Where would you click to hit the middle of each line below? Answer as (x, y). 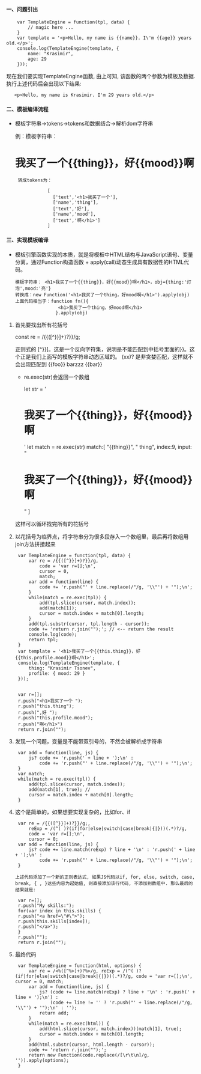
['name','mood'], (74, 214)
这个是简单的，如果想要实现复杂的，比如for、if (73, 812)
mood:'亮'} (38, 288)
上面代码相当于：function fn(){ (52, 301)
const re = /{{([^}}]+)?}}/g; (47, 337)
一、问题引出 (22, 9)
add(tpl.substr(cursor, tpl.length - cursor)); (89, 624)
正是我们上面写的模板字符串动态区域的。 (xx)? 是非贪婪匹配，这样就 (104, 356)
